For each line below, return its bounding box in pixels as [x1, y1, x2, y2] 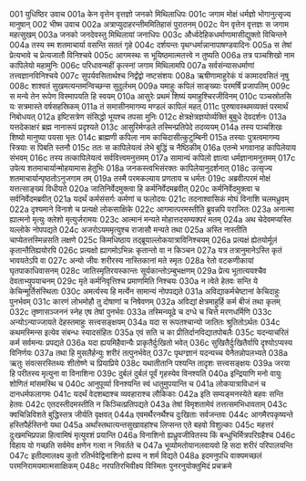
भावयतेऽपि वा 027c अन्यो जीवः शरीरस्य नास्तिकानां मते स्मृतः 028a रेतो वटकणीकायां [9, 256, 254, 266]
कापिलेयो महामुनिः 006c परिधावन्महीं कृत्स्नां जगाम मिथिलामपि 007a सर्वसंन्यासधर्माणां [9, 60, 255, 70]
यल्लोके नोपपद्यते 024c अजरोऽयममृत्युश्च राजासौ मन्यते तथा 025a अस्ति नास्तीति [9, 225, 248, 235]
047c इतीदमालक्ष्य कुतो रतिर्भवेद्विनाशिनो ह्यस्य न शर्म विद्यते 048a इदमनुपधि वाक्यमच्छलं [9, 450, 262, 461]
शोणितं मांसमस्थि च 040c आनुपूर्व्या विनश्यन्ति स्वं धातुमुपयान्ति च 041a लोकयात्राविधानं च [9, 379, 266, 389]
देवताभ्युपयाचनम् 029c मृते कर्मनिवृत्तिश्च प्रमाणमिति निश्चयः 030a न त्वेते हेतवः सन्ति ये [9, 276, 258, 287]
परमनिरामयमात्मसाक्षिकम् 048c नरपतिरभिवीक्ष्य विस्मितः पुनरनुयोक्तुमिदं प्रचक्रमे [9, 461, 232, 471]
